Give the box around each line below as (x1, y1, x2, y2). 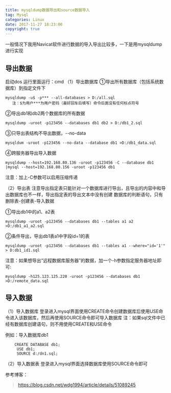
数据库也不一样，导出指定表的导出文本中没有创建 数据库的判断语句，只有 (9, 191, 163, 198)
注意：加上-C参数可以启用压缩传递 (5, 174, 78, 180)
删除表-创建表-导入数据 (5, 198, 55, 204)
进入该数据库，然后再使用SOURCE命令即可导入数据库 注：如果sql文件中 (9, 314, 161, 320)
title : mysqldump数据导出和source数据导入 (5, 7, 90, 13)
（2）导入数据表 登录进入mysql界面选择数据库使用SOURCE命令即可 (5, 360, 148, 366)
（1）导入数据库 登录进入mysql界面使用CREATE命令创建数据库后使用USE (5, 308, 159, 314)
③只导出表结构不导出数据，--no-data (5, 130, 86, 136)
